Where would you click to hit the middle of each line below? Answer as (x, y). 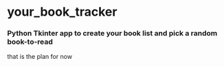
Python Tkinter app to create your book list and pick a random (112, 33)
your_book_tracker (62, 12)
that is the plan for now (40, 57)
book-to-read (30, 42)
